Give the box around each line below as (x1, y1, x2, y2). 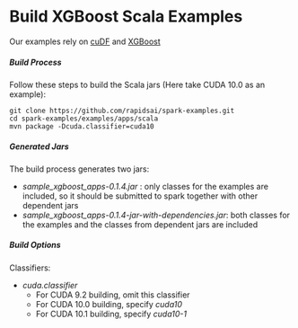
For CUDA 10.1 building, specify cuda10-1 (35, 308, 187, 319)
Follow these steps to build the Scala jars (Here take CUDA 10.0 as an (9, 79, 266, 90)
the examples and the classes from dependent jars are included (22, 218, 259, 230)
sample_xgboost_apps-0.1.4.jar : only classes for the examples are (22, 181, 269, 191)
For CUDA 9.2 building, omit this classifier (35, 289, 190, 300)
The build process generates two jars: (9, 164, 150, 174)
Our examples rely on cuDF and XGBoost (9, 36, 162, 47)
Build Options (9, 240, 61, 251)
